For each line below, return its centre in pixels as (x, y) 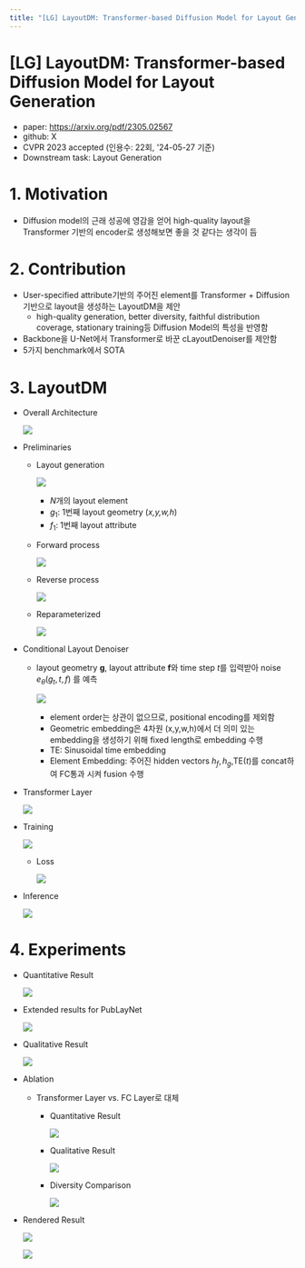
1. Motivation (59, 194)
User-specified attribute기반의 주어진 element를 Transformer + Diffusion (156, 295)
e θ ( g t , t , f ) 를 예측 (67, 680)
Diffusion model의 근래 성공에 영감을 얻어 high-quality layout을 (137, 220)
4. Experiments (68, 949)
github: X (39, 136)
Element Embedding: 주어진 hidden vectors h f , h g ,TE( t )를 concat (168, 762)
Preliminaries (47, 447)
